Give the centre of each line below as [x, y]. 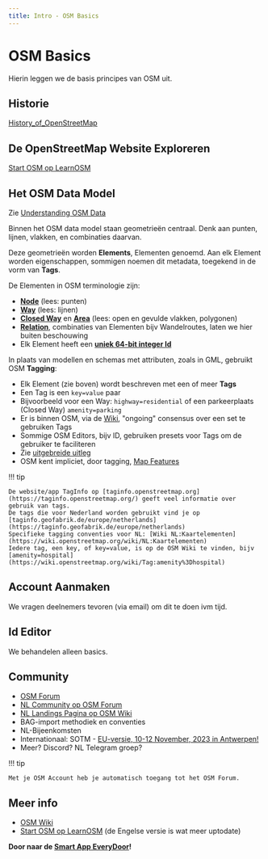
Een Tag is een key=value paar [70, 392]
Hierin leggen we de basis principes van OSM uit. [90, 78]
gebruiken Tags [46, 427]
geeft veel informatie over [189, 499]
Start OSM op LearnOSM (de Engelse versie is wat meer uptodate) [130, 831]
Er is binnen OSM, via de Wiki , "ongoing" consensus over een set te [133, 418]
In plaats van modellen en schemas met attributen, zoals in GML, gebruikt [130, 360]
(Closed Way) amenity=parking [71, 410]
